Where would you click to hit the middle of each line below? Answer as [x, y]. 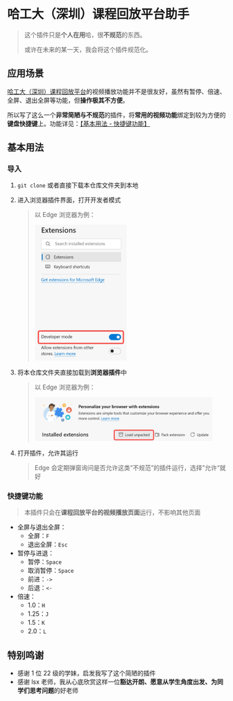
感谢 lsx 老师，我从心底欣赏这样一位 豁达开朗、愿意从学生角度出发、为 [117, 682]
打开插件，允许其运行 [48, 453]
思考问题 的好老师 [54, 691]
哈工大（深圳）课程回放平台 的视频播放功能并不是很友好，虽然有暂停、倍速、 [116, 92]
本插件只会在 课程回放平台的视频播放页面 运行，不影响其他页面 [112, 512]
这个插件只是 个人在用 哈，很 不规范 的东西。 [85, 35]
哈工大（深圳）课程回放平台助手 [98, 14]
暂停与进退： [35, 553]
